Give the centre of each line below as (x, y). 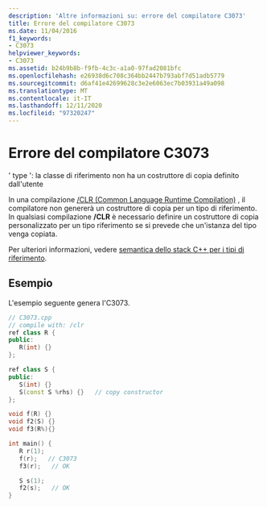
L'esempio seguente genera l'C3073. (69, 302)
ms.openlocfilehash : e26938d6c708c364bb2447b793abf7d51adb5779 (117, 76)
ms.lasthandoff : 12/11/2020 (55, 106)
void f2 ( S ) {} (32, 422)
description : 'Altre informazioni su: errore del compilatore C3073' (127, 16)
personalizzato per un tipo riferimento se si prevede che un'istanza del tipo (133, 225)
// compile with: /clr (46, 325)
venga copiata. (33, 234)
